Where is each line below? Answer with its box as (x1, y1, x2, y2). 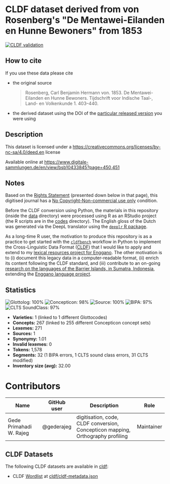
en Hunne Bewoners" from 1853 (5, 25, 143, 36)
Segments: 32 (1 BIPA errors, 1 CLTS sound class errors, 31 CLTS (12, 352, 148, 358)
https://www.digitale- (44, 158, 89, 165)
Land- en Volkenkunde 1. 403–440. (25, 100, 99, 106)
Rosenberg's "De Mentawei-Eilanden (5, 14, 165, 26)
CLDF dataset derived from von (5, 4, 139, 15)
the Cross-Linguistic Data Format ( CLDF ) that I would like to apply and (5, 244, 152, 250)
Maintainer (137, 423, 162, 430)
